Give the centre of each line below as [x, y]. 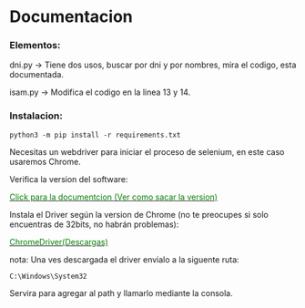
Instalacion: [36, 116]
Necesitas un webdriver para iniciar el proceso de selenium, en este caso [147, 151]
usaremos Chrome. [46, 161]
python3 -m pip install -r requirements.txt [95, 135]
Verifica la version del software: [69, 179]
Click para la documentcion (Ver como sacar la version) [114, 197]
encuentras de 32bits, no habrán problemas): [94, 224]
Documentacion [71, 17]
